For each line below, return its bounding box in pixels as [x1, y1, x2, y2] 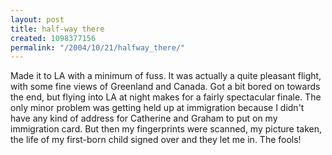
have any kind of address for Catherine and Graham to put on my [10, 112, 278, 125]
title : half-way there [10, 24, 105, 34]
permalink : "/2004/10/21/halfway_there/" [10, 42, 186, 53]
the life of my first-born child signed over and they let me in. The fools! [10, 134, 302, 146]
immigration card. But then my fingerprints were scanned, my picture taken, [10, 123, 323, 135]
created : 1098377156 [10, 33, 97, 43]
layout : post [10, 14, 65, 25]
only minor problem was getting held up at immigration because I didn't [10, 102, 305, 114]
